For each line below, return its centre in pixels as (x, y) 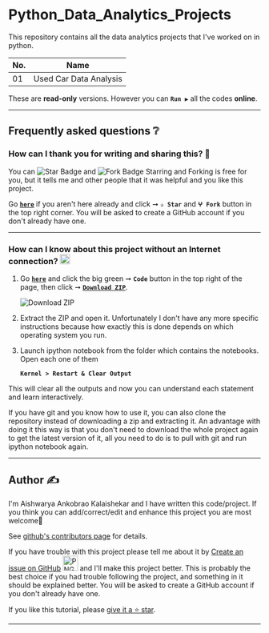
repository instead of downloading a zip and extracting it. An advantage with (134, 421)
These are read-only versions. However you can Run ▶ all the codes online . (133, 98)
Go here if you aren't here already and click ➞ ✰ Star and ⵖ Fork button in (130, 204)
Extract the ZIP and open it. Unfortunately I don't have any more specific (139, 318)
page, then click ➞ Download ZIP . (74, 286)
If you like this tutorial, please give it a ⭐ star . (82, 609)
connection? (33, 261)
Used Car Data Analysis (78, 78)
